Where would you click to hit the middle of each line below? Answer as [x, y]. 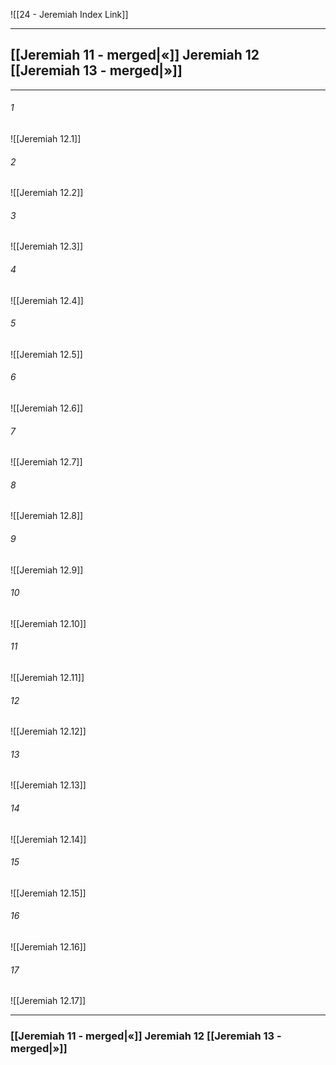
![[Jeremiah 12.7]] [46, 462]
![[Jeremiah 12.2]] [47, 193]
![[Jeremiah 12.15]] [48, 893]
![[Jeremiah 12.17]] [48, 1001]
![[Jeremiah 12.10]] [48, 623]
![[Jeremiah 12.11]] [47, 678]
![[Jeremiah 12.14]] [48, 839]
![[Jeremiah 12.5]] [46, 354]
